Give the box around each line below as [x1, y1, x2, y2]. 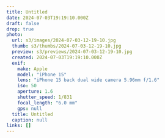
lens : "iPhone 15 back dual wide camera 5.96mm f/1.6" [17, 77, 160, 83]
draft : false [6, 20, 40, 26]
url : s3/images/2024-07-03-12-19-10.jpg [12, 37, 116, 43]
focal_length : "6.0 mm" [17, 100, 78, 106]
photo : [6, 32, 23, 38]
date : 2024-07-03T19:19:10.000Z [6, 15, 89, 21]
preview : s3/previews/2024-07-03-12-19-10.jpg [12, 49, 133, 55]
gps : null [17, 105, 43, 112]
